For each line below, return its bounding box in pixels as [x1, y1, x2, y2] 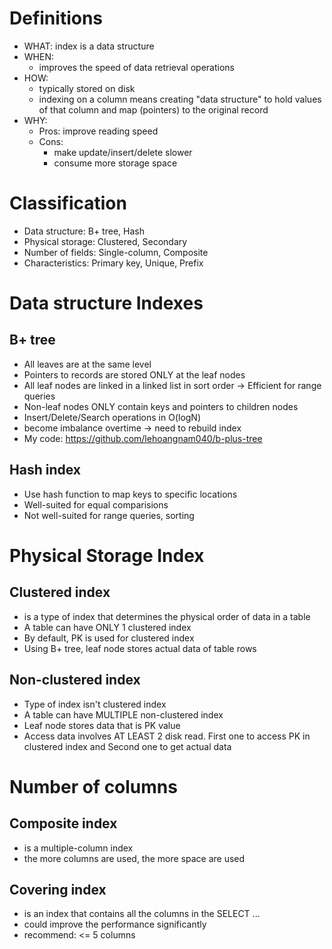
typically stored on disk [38, 82, 136, 94]
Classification [9, 192, 127, 215]
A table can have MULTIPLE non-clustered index [23, 708, 224, 721]
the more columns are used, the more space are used [23, 852, 246, 864]
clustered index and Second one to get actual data [23, 740, 232, 752]
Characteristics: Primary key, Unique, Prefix [23, 257, 204, 269]
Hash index [9, 462, 81, 479]
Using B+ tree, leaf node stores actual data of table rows [23, 642, 257, 654]
